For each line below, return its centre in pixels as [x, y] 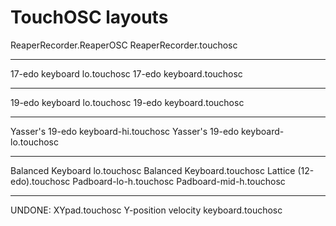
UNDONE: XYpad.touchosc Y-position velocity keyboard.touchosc [146, 210]
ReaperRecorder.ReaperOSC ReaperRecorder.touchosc [124, 45]
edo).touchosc [40, 181]
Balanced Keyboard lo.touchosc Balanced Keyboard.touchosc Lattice [153, 170]
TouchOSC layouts [89, 17]
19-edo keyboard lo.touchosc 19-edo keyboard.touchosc [127, 102]
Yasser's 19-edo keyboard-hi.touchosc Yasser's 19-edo [125, 131]
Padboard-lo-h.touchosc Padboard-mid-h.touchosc [179, 181]
